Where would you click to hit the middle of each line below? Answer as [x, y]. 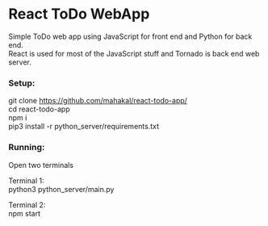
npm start [25, 213]
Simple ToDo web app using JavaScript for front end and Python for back [130, 36]
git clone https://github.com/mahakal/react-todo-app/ [98, 101]
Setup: [22, 83]
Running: [27, 148]
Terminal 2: [27, 205]
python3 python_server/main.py [61, 189]
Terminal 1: [26, 180]
